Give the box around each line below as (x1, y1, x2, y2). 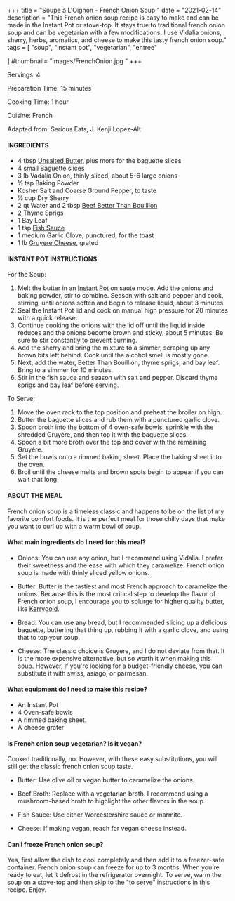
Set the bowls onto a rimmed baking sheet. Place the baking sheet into (17, 453, 222, 461)
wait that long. (17, 475, 59, 484)
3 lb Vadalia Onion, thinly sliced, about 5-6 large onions (17, 171, 177, 180)
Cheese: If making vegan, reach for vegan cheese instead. (17, 824, 187, 833)
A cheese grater (17, 723, 65, 732)
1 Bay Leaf (17, 216, 48, 225)
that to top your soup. (17, 633, 81, 641)
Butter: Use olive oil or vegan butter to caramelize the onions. (17, 776, 195, 784)
